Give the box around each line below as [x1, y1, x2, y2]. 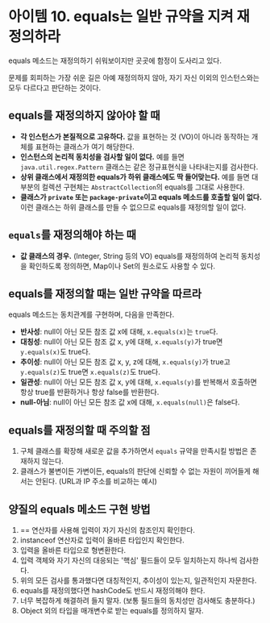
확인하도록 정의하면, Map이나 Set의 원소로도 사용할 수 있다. [28, 261, 216, 271]
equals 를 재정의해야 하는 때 [8, 228, 137, 242]
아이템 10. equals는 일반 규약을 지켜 [8, 7, 234, 26]
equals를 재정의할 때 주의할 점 [8, 423, 151, 437]
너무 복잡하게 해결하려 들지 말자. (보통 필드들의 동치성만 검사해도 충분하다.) [19, 596, 255, 605]
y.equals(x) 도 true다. [19, 347, 91, 357]
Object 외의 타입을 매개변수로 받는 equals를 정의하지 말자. [19, 606, 204, 615]
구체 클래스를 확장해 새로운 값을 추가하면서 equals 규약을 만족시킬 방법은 [19, 446, 248, 456]
